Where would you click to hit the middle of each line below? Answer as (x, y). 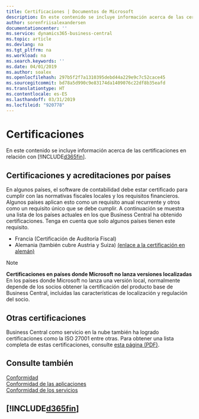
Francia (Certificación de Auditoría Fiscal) (65, 239)
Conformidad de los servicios (42, 390)
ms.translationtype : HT (36, 89)
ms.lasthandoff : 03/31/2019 (41, 99)
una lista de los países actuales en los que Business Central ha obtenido (94, 215)
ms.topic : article (29, 39)
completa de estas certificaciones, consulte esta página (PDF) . (83, 345)
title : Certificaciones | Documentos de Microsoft (70, 12)
